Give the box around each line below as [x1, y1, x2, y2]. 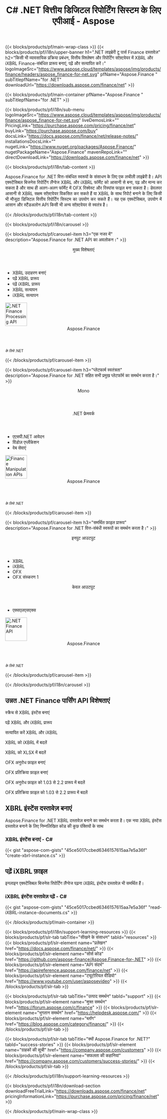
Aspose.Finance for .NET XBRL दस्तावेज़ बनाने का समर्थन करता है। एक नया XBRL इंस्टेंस [5, 817, 162, 823]
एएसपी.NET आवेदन [12, 434, 45, 440]
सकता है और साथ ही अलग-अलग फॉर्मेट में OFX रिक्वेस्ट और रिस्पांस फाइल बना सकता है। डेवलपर [5, 185, 162, 191]
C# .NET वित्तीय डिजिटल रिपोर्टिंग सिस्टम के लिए [5, 4, 162, 16]
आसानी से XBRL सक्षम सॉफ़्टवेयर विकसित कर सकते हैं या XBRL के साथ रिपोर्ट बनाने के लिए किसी [5, 191, 162, 197]
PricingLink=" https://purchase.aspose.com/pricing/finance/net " [5, 122, 136, 129]
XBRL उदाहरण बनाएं [12, 270, 46, 276]
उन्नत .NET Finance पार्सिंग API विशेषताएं [5, 696, 110, 705]
